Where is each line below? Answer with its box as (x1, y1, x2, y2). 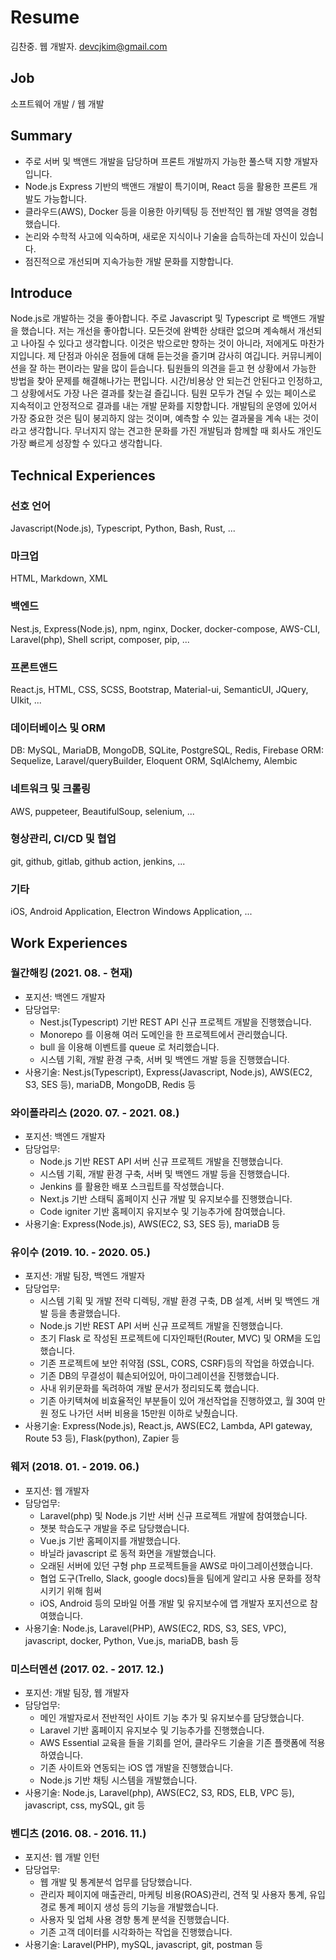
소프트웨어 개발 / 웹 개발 (10, 97, 105, 110)
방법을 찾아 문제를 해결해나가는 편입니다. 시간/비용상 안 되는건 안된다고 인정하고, (10, 375, 323, 387)
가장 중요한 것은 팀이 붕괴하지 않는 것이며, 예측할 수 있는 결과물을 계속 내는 (10, 412, 301, 425)
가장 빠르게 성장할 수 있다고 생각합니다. (10, 437, 163, 450)
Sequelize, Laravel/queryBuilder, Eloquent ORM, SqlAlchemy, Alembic (10, 755, 298, 767)
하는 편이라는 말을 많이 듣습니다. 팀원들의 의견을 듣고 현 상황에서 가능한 (39, 362, 317, 375)
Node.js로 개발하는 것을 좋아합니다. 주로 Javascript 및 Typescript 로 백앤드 (10, 312, 307, 325)
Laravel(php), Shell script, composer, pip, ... (10, 633, 190, 645)
